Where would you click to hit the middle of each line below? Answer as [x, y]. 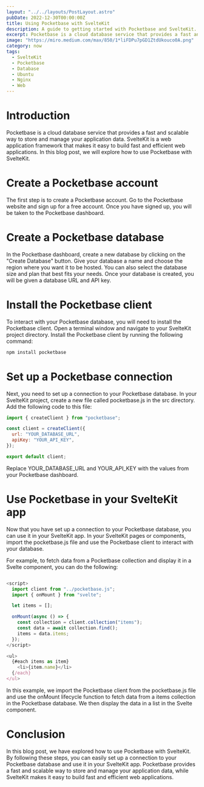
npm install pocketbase [36, 352]
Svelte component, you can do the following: [62, 566]
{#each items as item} [40, 662]
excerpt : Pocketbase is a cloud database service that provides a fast [99, 35]
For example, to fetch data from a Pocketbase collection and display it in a [99, 560]
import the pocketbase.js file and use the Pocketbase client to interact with [100, 542]
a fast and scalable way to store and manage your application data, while [97, 771]
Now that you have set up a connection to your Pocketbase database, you [99, 529]
